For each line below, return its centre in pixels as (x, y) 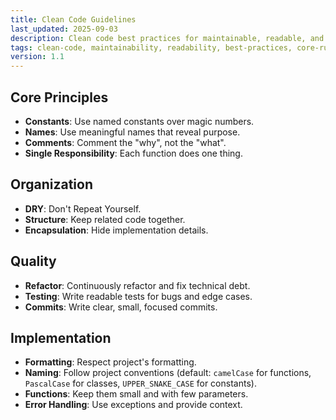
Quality (33, 261)
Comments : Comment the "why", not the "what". (125, 142)
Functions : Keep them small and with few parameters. (136, 394)
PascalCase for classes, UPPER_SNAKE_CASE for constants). (140, 383)
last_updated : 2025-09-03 (64, 29)
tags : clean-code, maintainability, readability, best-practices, (151, 47)
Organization (51, 184)
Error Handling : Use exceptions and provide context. (133, 405)
